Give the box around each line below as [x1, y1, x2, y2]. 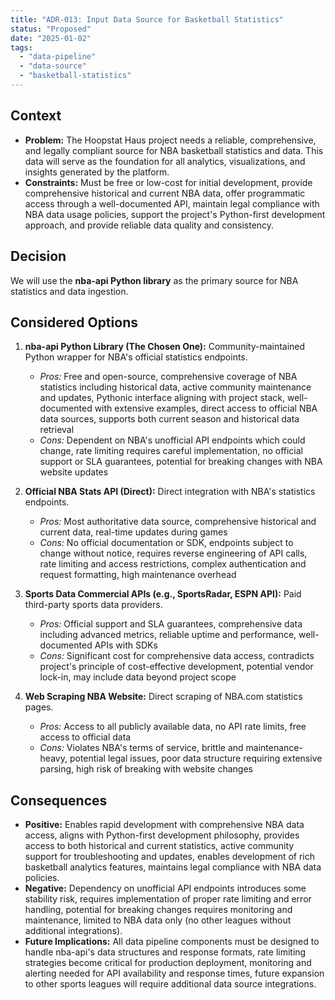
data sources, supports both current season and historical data [39, 413, 300, 425]
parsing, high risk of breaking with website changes [39, 763, 253, 775]
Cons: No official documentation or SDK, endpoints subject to [39, 537, 294, 549]
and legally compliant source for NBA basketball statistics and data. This [24, 144, 324, 156]
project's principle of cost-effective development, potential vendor [39, 661, 314, 673]
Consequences [10, 792, 108, 809]
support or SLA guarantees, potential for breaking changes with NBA [39, 456, 323, 468]
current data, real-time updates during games [39, 526, 228, 538]
